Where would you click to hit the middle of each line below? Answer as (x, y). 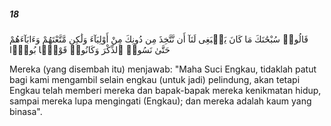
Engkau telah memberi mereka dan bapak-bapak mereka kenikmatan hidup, (165, 90)
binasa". (26, 111)
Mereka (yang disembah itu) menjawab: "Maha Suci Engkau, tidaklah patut (163, 69)
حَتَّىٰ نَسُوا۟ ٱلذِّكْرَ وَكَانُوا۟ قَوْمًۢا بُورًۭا (90, 49)
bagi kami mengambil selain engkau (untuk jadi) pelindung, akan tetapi (155, 79)
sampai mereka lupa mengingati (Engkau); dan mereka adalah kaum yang (160, 101)
